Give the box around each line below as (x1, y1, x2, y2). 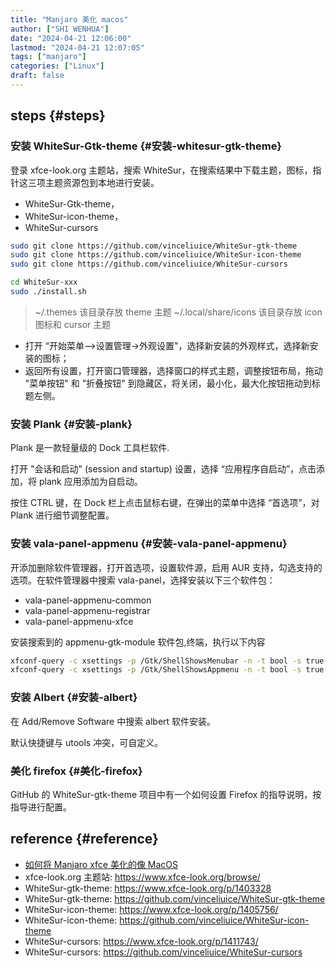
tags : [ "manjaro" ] (10, 52, 87, 62)
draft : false (10, 71, 65, 81)
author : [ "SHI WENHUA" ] (10, 24, 110, 34)
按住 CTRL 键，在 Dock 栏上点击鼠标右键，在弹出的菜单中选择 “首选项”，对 (10, 497, 320, 509)
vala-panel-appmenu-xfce (24, 615, 134, 627)
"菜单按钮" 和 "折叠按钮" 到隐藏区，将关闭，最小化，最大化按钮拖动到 (24, 377, 312, 389)
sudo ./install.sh (10, 287, 87, 297)
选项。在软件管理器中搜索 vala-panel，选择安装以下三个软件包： (10, 574, 276, 586)
